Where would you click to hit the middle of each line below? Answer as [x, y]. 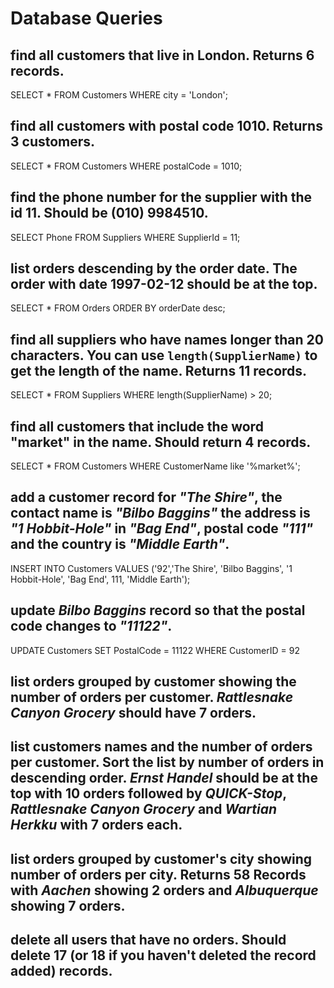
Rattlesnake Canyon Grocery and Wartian [144, 809]
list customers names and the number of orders [161, 747]
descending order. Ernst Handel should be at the [164, 778]
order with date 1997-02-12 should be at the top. [164, 284]
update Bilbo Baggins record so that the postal [158, 610]
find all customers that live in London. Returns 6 [162, 55]
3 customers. [53, 142]
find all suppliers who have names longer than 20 [167, 339]
